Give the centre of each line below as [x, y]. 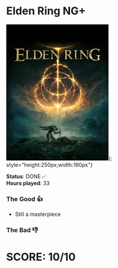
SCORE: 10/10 [41, 257]
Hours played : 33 [28, 183]
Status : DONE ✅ [26, 176]
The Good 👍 [25, 199]
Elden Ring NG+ [46, 11]
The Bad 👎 [22, 230]
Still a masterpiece [38, 214]
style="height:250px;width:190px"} [49, 165]
